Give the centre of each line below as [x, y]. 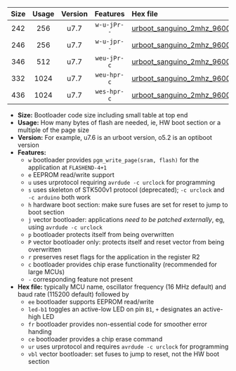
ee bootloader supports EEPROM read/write [91, 302]
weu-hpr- [110, 75]
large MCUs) [46, 272]
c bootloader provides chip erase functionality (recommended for [123, 264]
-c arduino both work [59, 197]
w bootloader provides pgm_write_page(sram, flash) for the [113, 160]
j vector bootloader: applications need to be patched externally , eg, [126, 220]
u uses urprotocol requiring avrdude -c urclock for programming [122, 182]
